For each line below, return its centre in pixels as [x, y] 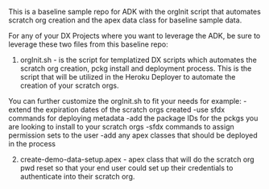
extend [20, 109]
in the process [32, 144]
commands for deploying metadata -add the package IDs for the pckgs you [133, 118]
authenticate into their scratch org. [77, 177]
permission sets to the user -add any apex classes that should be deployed [133, 135]
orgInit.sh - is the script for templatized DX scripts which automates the [139, 60]
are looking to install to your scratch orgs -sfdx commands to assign [122, 127]
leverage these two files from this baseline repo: [89, 44]
